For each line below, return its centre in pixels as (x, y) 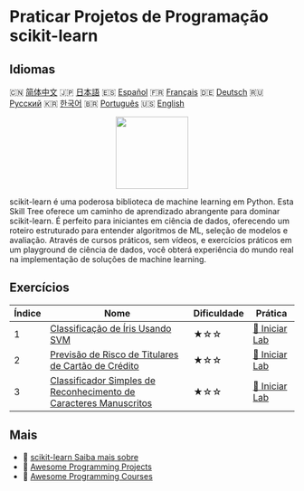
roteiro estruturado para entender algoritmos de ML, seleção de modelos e (148, 231)
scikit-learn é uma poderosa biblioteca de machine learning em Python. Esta (152, 202)
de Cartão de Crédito (94, 365)
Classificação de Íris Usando (110, 328)
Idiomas (33, 69)
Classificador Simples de (102, 380)
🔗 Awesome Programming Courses (88, 476)
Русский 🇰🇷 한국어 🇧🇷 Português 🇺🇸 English (97, 103)
